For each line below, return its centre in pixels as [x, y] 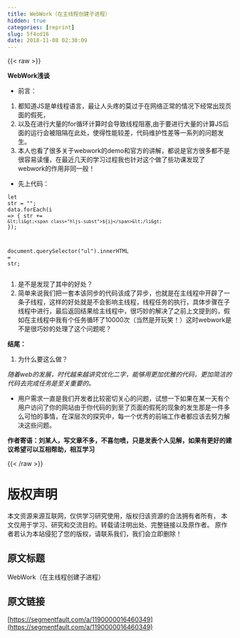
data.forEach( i [30, 210]
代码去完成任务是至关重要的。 [51, 384]
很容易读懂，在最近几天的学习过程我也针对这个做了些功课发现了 [111, 160]
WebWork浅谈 [28, 76]
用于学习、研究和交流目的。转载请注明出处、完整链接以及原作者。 [116, 524]
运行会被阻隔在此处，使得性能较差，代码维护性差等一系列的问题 [124, 133]
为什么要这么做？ [43, 359]
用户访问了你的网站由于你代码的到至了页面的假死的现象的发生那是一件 [121, 407]
